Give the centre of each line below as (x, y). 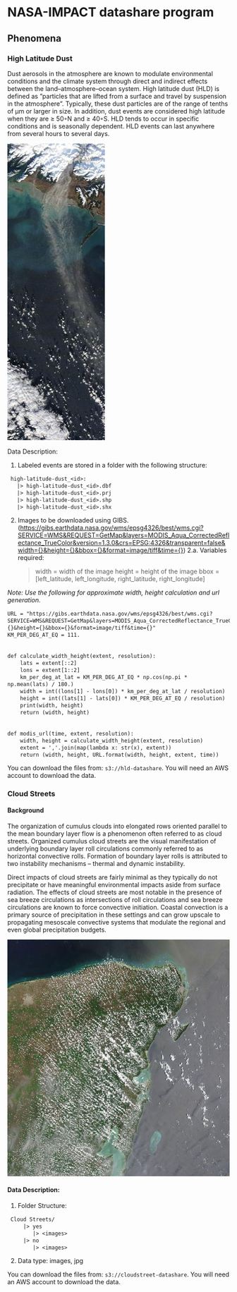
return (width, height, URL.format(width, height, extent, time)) (120, 755)
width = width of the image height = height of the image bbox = (127, 571)
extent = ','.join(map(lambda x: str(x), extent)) (96, 748)
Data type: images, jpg (50, 1260)
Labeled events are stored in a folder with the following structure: (112, 465)
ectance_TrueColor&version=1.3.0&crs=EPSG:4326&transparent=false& (121, 542)
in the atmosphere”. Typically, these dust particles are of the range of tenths (118, 104)
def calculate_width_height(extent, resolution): (82, 656)
